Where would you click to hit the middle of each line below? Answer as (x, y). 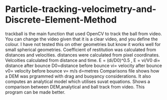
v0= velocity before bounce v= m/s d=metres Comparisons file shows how (82, 70)
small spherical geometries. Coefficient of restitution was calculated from (81, 49)
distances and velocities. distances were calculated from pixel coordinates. (82, 55)
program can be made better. (35, 92)
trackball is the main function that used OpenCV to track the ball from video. (84, 33)
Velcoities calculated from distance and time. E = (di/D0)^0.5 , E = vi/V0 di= (83, 60)
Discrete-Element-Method (61, 20)
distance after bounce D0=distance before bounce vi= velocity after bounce (84, 65)
